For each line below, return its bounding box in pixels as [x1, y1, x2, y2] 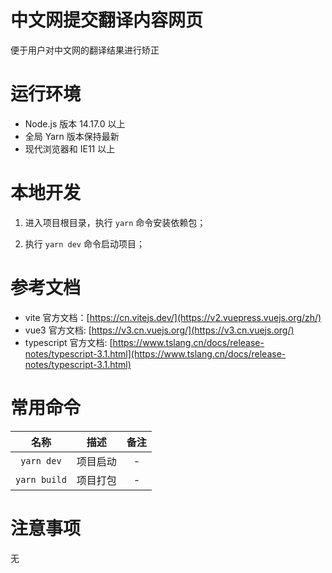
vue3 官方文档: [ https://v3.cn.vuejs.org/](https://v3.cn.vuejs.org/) [24, 324, 295, 336]
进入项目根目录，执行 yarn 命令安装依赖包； [24, 216, 207, 228]
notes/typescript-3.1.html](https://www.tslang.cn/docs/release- [24, 347, 287, 360]
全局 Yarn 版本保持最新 [24, 130, 120, 142]
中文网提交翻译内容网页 [10, 9, 204, 32]
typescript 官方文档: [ [24, 336, 113, 348]
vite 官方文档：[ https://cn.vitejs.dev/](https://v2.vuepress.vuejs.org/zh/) [24, 311, 322, 323]
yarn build [15, 474, 67, 485]
